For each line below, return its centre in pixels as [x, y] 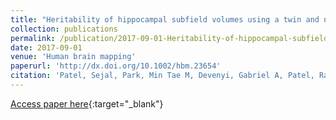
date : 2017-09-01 [46, 47]
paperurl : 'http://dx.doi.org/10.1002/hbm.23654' [116, 66]
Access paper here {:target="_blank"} [87, 103]
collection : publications [64, 29]
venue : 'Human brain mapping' [73, 57]
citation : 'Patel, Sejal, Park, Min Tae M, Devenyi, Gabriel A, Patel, [162, 76]
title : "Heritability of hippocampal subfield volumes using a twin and [165, 19]
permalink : [33, 38]
